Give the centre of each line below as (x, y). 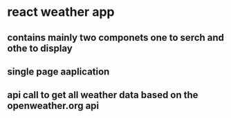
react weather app (61, 12)
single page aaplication (58, 71)
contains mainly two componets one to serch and (116, 38)
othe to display (40, 48)
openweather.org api (53, 106)
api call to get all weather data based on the (103, 95)
